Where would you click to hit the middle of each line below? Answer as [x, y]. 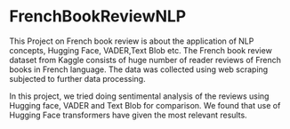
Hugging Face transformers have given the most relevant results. [128, 115]
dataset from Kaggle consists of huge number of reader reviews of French [145, 60]
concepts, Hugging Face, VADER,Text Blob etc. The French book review [141, 50]
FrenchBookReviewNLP [98, 16]
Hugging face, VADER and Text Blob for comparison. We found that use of [145, 105]
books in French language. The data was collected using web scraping [139, 69]
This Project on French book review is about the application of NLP [132, 41]
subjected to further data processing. [77, 78]
